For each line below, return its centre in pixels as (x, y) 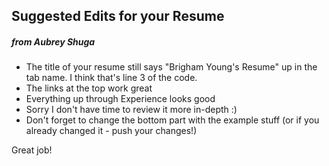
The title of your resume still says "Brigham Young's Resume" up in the (171, 67)
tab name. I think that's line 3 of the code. (111, 78)
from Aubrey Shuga (53, 41)
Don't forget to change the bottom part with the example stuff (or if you (172, 120)
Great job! (32, 150)
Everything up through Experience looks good (120, 99)
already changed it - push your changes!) (111, 131)
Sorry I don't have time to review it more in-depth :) (131, 110)
